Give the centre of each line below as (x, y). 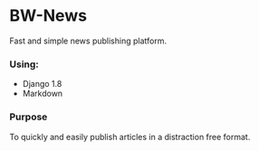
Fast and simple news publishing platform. (88, 41)
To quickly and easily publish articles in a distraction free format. (130, 137)
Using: (24, 64)
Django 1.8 (42, 84)
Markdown (43, 94)
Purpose (29, 117)
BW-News (48, 16)
